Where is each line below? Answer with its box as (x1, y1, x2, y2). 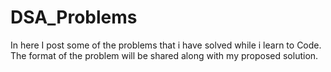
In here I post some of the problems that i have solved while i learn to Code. (10, 39, 322, 51)
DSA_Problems (10, 6, 138, 29)
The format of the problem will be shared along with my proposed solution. (10, 49, 319, 61)
